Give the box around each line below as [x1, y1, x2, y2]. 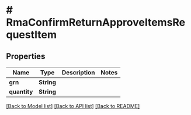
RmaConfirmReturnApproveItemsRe [6, 16, 186, 29]
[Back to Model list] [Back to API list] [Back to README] [6, 103, 140, 109]
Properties [6, 51, 46, 61]
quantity [9, 88, 33, 96]
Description [61, 69, 95, 76]
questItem [6, 28, 57, 41]
